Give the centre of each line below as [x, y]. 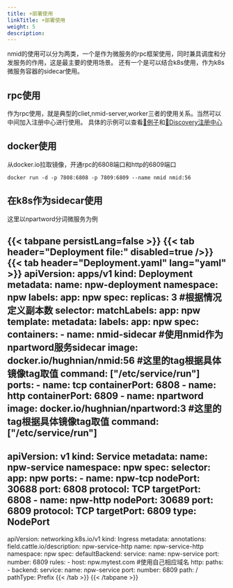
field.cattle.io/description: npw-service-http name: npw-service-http [105, 546]
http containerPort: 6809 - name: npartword [105, 396]
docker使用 [32, 146]
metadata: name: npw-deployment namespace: [113, 285]
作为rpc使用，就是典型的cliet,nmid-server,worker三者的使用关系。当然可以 [114, 114]
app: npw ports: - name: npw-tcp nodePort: [104, 478]
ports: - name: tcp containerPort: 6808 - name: [112, 385]
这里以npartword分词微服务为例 [53, 219]
